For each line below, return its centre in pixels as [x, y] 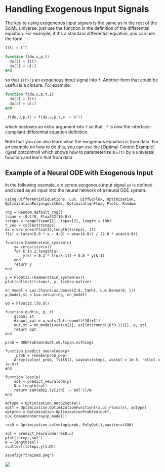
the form [14, 39]
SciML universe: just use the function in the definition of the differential [77, 28]
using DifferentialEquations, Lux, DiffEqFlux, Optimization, [70, 199]
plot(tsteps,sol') [24, 438]
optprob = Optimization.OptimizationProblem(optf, [58, 412]
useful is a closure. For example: [38, 85]
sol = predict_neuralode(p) [43, 381]
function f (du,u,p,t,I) [30, 94]
